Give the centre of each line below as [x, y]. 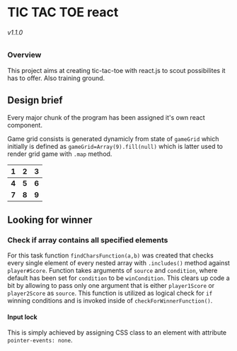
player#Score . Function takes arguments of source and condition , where [112, 271]
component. [25, 125]
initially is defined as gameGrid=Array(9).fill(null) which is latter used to [115, 146]
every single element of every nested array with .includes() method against [118, 263]
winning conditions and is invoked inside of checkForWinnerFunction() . [110, 301]
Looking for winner [50, 219]
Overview [24, 55]
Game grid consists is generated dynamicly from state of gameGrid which [113, 138]
